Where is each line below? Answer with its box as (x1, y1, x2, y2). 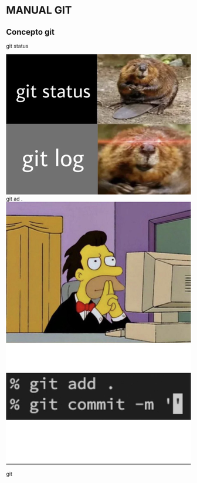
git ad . (6, 195, 23, 203)
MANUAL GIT (6, 4, 72, 17)
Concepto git (6, 27, 55, 37)
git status (6, 42, 29, 49)
